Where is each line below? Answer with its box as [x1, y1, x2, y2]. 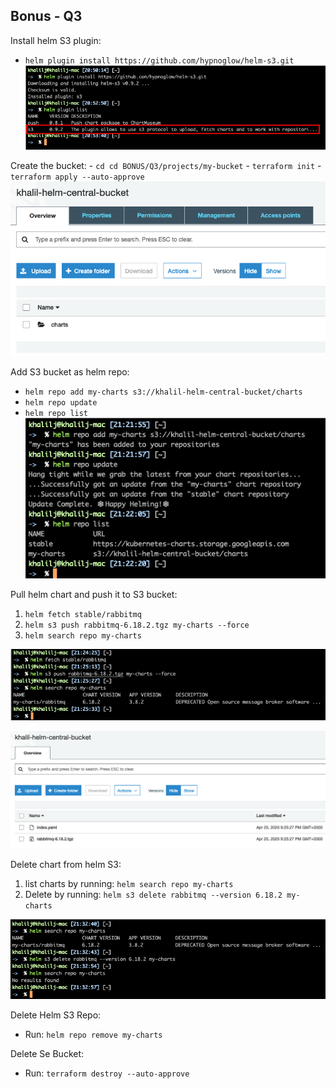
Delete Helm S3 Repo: [10, 1009, 102, 1021]
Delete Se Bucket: [10, 1048, 85, 1060]
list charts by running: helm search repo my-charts [24, 877, 234, 889]
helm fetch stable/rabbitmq [24, 609, 142, 619]
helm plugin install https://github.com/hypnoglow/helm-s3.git [24, 55, 295, 66]
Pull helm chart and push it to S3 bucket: [10, 588, 178, 600]
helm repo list [24, 409, 89, 419]
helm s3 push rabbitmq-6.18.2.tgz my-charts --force [24, 620, 250, 630]
